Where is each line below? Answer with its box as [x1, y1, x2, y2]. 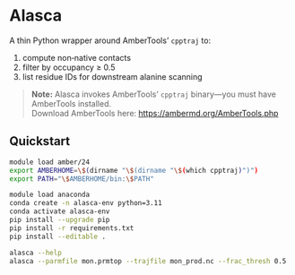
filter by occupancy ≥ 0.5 [22, 62, 116, 73]
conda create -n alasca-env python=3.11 [9, 199, 163, 208]
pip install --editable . [9, 232, 106, 241]
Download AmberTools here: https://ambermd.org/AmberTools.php [30, 107, 279, 118]
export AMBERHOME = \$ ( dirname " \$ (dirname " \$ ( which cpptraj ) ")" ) [9, 166, 259, 175]
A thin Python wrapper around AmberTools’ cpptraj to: [9, 35, 212, 46]
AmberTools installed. [30, 98, 112, 108]
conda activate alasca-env [9, 207, 110, 216]
